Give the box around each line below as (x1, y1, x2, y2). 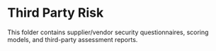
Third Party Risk (7, 5, 104, 21)
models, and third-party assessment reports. (7, 35, 138, 43)
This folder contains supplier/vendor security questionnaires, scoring (7, 28, 209, 36)
